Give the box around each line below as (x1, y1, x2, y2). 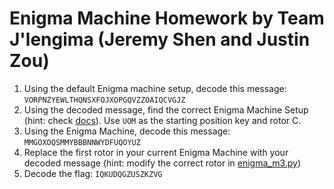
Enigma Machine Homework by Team (9, 7, 325, 30)
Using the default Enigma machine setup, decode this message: (23, 82, 287, 94)
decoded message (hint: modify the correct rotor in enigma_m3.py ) (23, 157, 302, 169)
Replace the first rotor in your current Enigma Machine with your (23, 146, 289, 158)
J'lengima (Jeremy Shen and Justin (9, 28, 311, 51)
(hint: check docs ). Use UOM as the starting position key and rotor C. (23, 114, 302, 126)
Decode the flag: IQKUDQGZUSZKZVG (23, 167, 163, 179)
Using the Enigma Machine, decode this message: (23, 125, 231, 137)
